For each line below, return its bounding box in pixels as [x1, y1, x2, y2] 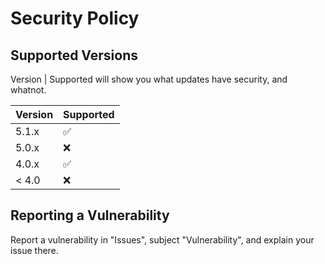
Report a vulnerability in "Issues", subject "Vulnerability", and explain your [10, 233, 315, 246]
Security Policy [10, 7, 140, 30]
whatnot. [10, 84, 47, 96]
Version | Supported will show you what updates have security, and [10, 73, 288, 85]
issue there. [10, 244, 59, 256]
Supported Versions [10, 47, 138, 64]
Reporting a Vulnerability [10, 207, 170, 224]
